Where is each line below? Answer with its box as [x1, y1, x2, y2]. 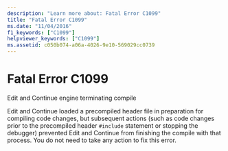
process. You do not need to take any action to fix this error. [7, 136, 177, 144]
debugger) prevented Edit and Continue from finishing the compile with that [7, 128, 221, 137]
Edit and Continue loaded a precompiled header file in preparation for [7, 107, 204, 115]
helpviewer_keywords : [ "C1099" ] [7, 36, 100, 42]
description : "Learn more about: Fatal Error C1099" [7, 10, 161, 17]
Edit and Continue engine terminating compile [7, 94, 137, 102]
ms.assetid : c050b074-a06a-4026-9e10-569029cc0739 [7, 42, 155, 49]
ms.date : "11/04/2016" [7, 23, 72, 29]
